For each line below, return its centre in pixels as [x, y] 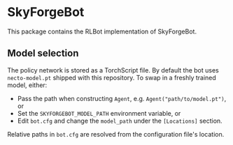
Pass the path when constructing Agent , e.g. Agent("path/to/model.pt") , [122, 98]
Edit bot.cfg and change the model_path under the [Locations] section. [120, 121]
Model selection [43, 53]
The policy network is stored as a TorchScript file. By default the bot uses [113, 70]
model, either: [27, 85]
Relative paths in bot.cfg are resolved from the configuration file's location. [116, 134]
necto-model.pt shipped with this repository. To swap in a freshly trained [112, 77]
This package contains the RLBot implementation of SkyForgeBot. [102, 31]
